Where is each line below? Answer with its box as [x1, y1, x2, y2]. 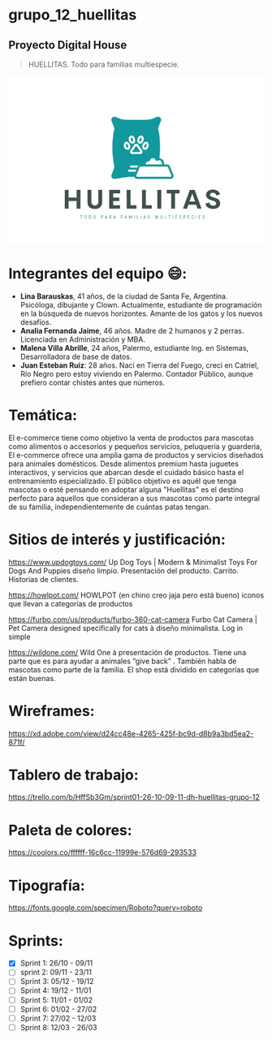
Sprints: [8, 931, 63, 950]
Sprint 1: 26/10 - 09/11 [19, 958, 93, 968]
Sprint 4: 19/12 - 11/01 [19, 986, 92, 995]
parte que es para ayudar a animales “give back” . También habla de [8, 656, 237, 666]
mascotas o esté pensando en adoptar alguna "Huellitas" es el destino [8, 485, 244, 494]
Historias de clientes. [8, 574, 79, 584]
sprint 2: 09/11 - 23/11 [19, 968, 92, 977]
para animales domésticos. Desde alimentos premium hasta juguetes [8, 459, 240, 468]
